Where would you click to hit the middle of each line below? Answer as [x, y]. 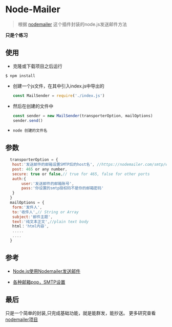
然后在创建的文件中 [33, 106]
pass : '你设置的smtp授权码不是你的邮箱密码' [62, 188]
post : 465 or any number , [40, 169]
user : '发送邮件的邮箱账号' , [48, 183]
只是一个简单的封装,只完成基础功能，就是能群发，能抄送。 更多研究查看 [81, 313]
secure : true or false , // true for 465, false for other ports [81, 174]
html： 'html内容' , [30, 226]
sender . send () [28, 121]
